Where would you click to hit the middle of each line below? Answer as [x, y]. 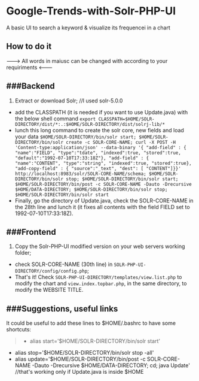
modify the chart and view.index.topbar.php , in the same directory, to [101, 283]
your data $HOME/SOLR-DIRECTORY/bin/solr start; [75, 137]
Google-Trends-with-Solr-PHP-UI [91, 11]
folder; [23, 253]
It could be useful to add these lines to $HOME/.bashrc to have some [91, 323]
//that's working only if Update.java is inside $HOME [79, 372]
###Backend [30, 86]
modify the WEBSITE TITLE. [49, 290]
